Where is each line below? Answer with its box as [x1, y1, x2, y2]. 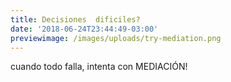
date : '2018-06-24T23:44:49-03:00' [10, 24, 159, 34]
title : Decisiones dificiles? [10, 14, 141, 25]
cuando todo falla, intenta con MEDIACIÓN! [10, 61, 188, 73]
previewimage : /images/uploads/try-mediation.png [10, 33, 222, 43]
